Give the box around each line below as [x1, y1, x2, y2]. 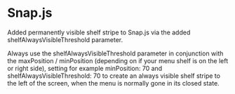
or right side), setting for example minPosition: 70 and [7, 64, 163, 72]
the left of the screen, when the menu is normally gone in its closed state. [7, 79, 220, 87]
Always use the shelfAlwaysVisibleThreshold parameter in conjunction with [7, 49, 224, 58]
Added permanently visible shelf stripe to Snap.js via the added [7, 28, 191, 36]
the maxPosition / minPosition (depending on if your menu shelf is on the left [7, 56, 229, 65]
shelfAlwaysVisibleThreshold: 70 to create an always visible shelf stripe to [7, 72, 221, 80]
